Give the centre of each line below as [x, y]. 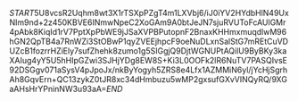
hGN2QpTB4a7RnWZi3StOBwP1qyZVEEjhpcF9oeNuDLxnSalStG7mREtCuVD [149, 41]
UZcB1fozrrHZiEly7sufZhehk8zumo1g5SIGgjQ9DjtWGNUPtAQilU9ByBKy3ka [148, 51]
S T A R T [22, 13]
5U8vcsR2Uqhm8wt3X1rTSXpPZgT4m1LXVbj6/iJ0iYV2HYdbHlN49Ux [162, 13]
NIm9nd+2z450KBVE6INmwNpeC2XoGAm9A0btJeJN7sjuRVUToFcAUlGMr [148, 22]
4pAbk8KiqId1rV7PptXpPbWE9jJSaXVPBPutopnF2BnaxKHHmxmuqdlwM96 [148, 32]
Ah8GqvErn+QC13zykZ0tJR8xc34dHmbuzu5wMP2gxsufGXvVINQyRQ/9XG [149, 79]
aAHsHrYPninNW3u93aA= [58, 89]
